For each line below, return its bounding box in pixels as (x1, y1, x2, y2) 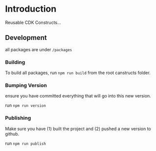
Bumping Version (5, 82, 47, 89)
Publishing (5, 114, 31, 121)
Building (5, 58, 25, 65)
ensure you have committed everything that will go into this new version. (5, 93, 152, 99)
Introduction (5, 3, 57, 15)
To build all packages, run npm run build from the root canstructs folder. (5, 70, 151, 76)
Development (5, 34, 47, 42)
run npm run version (5, 102, 46, 108)
